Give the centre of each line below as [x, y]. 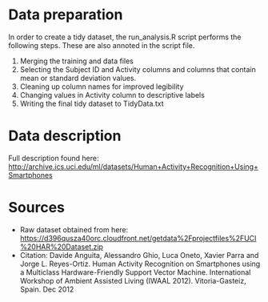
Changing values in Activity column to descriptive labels [112, 95]
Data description [65, 136]
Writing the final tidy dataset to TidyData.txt [92, 103]
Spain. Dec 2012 [47, 289]
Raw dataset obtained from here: [74, 229]
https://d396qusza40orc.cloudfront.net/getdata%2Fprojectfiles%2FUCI [138, 238]
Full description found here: [54, 158]
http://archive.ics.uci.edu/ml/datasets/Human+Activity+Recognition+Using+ [133, 167]
